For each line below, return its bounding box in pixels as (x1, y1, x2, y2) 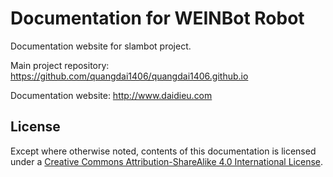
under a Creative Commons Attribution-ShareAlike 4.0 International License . (10, 155, 323, 167)
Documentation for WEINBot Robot (10, 7, 305, 30)
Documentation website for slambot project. (10, 40, 192, 52)
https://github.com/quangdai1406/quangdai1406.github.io (10, 70, 249, 82)
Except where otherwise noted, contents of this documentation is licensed (10, 145, 317, 157)
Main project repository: (10, 59, 110, 71)
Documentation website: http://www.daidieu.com (10, 89, 213, 101)
